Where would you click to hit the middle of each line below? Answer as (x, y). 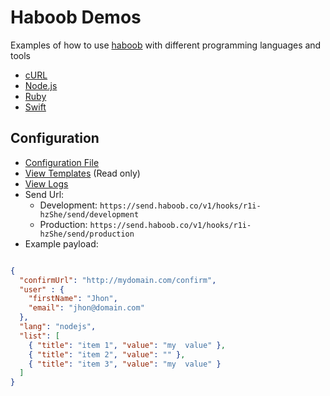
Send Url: (44, 194)
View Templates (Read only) (82, 173)
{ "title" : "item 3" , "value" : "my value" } (125, 364)
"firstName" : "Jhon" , (73, 299)
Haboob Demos (76, 17)
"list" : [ (39, 336)
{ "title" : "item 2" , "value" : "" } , (107, 354)
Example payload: (61, 243)
